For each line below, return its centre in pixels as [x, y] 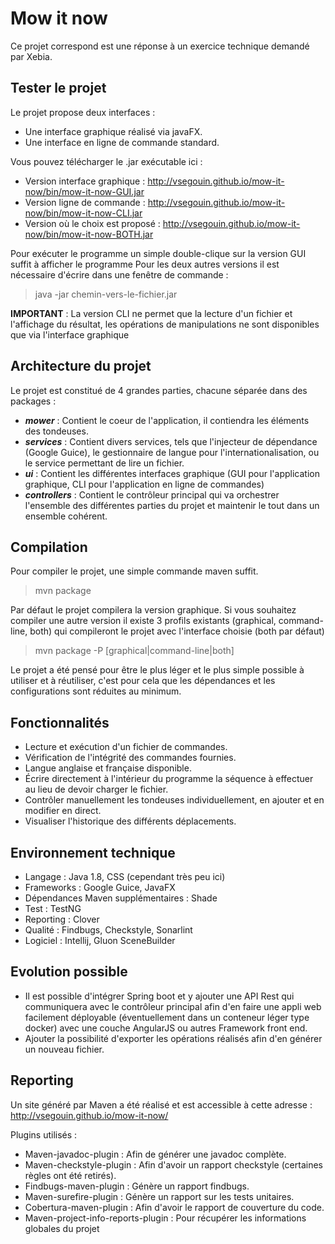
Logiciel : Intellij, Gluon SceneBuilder [100, 940]
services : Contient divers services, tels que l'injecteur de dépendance [171, 441]
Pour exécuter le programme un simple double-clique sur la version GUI [158, 253]
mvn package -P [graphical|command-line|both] [134, 651]
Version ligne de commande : [85, 202]
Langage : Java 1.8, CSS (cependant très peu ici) [125, 876]
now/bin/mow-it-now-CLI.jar [83, 213]
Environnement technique [93, 852]
